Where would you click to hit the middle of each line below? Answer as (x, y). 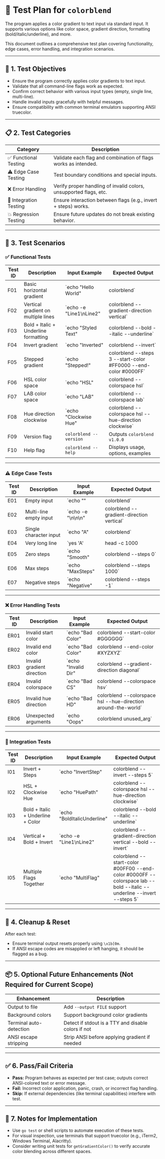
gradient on (37, 311)
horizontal (36, 290)
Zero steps (38, 554)
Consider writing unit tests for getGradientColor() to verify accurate (81, 1146)
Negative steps (43, 582)
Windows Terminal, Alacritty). (42, 1141)
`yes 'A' (75, 543)
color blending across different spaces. (52, 1152)
